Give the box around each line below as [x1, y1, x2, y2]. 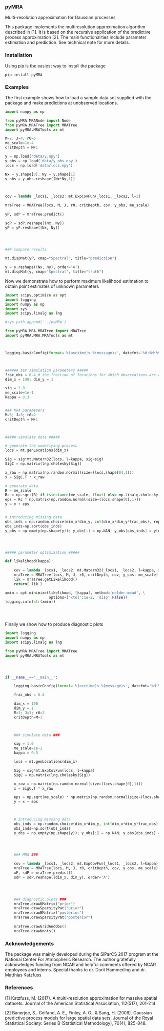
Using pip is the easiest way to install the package [5, 63, 106, 69]
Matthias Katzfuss [5, 972, 41, 978]
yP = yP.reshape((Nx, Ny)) [5, 225, 60, 230]
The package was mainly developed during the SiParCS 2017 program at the [5, 951, 159, 957]
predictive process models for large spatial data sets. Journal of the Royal [5, 1015, 154, 1021]
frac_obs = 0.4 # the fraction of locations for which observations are [5, 372, 156, 377]
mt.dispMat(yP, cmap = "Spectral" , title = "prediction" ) [5, 256, 117, 261]
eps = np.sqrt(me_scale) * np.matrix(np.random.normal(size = [14, 795, 141, 800]
